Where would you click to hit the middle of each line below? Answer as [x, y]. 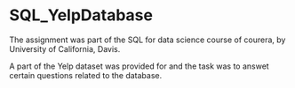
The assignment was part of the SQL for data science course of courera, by [147, 40]
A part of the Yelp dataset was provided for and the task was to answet [139, 66]
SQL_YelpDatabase [81, 15]
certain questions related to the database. [86, 75]
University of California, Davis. [65, 48]
